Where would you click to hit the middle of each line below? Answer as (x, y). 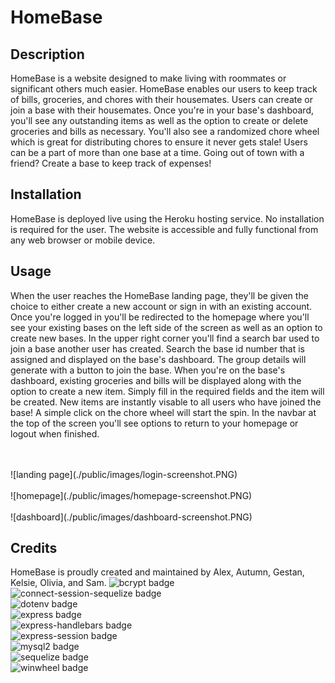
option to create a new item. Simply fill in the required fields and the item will (167, 391)
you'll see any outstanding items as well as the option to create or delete (159, 120)
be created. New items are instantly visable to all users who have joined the (166, 402)
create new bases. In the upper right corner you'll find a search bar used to (165, 338)
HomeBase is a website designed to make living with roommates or (148, 78)
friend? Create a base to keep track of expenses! (111, 163)
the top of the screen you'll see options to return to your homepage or (154, 423)
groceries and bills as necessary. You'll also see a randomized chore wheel (165, 131)
